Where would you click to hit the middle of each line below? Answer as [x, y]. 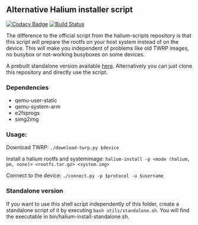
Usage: [17, 134]
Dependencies [27, 87]
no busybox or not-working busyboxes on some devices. [75, 54]
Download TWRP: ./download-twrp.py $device [63, 147]
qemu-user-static [36, 101]
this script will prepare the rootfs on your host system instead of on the [92, 41]
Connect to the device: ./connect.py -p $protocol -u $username [85, 176]
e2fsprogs [27, 113]
